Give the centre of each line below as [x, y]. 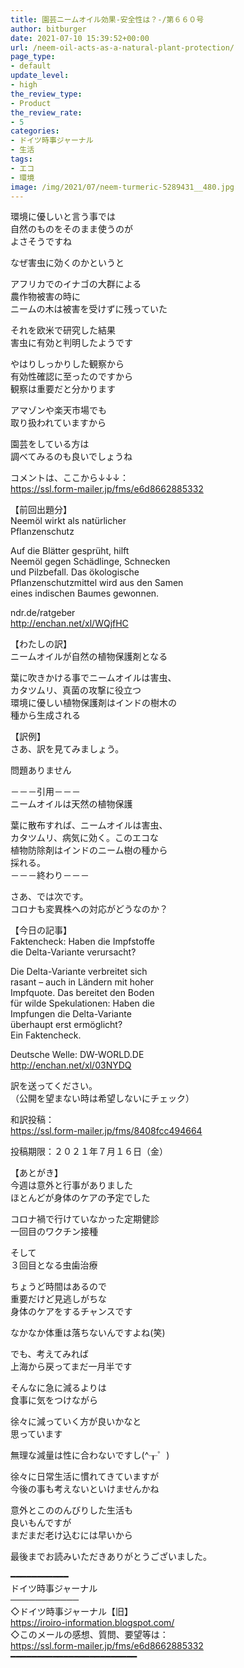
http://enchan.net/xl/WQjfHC [69, 623]
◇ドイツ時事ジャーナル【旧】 [72, 1612]
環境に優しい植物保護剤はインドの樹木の [93, 703]
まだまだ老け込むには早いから [71, 1535]
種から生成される [45, 715]
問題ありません [41, 770]
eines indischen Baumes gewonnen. [85, 593]
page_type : [33, 57]
